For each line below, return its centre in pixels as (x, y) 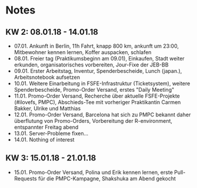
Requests (25, 178)
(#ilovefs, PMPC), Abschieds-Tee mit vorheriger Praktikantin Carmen (97, 102)
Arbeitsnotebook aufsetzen (47, 77)
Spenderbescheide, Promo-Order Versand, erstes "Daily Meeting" (94, 90)
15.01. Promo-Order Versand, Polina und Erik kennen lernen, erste (93, 172)
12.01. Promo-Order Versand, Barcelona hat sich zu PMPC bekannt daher (102, 115)
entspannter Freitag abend (46, 127)
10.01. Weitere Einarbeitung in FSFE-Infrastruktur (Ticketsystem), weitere (102, 83)
